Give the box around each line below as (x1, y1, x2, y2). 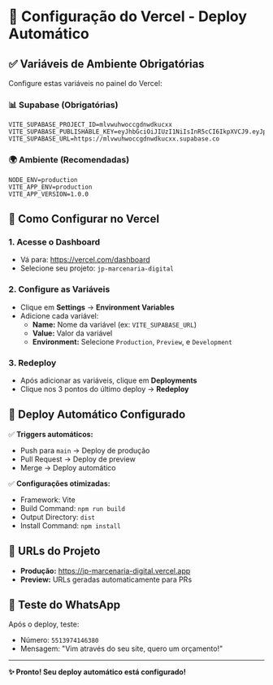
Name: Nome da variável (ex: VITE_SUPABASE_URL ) (32, 319, 197, 329)
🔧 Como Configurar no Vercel (8, 211, 160, 226)
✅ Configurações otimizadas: (8, 479, 111, 488)
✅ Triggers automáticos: (8, 429, 93, 439)
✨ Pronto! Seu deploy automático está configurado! (8, 667, 187, 677)
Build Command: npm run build (19, 503, 126, 513)
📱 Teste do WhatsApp (8, 597, 120, 612)
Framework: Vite (19, 495, 76, 505)
